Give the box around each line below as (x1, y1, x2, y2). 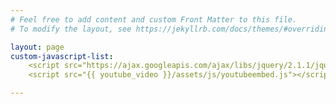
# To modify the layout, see (10, 24, 132, 34)
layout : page (10, 42, 65, 52)
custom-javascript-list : (10, 51, 114, 61)
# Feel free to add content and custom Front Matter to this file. (10, 14, 298, 25)
